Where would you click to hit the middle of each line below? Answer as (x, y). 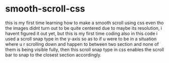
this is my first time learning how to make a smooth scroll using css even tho (84, 23)
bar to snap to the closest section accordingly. (53, 55)
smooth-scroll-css (45, 9)
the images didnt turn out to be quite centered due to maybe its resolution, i (84, 28)
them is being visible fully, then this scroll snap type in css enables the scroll (84, 49)
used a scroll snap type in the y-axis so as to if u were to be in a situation (81, 39)
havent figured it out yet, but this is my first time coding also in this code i (81, 33)
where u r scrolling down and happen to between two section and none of (82, 44)
